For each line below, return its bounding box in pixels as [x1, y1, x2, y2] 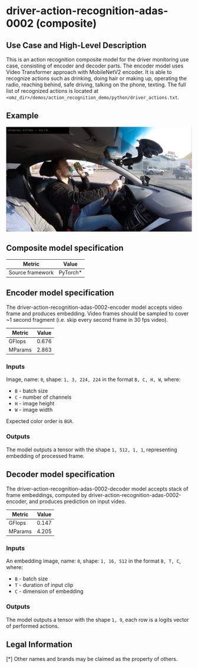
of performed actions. [6, 622, 60, 630]
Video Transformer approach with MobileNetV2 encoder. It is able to [6, 69, 172, 75]
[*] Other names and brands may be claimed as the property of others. [6, 655, 178, 662]
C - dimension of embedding [14, 588, 84, 595]
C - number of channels [14, 393, 72, 401]
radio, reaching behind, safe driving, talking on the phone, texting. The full [6, 81, 186, 88]
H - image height [14, 400, 55, 407]
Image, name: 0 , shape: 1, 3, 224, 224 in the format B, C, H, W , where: [6, 376, 181, 383]
